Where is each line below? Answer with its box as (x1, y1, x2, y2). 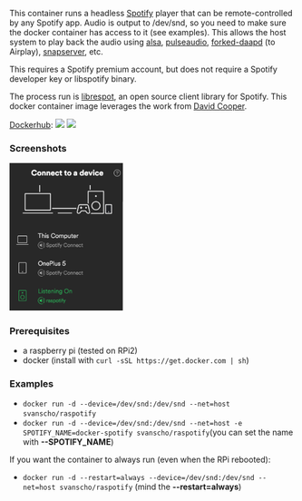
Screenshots (9, 142, 67, 154)
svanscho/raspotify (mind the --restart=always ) (59, 481, 242, 493)
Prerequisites (9, 324, 70, 337)
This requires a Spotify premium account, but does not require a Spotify (9, 64, 278, 74)
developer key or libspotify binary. (9, 74, 138, 84)
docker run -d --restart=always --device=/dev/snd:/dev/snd (22, 474, 255, 483)
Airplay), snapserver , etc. (9, 46, 104, 57)
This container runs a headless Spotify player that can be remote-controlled (9, 8, 293, 18)
